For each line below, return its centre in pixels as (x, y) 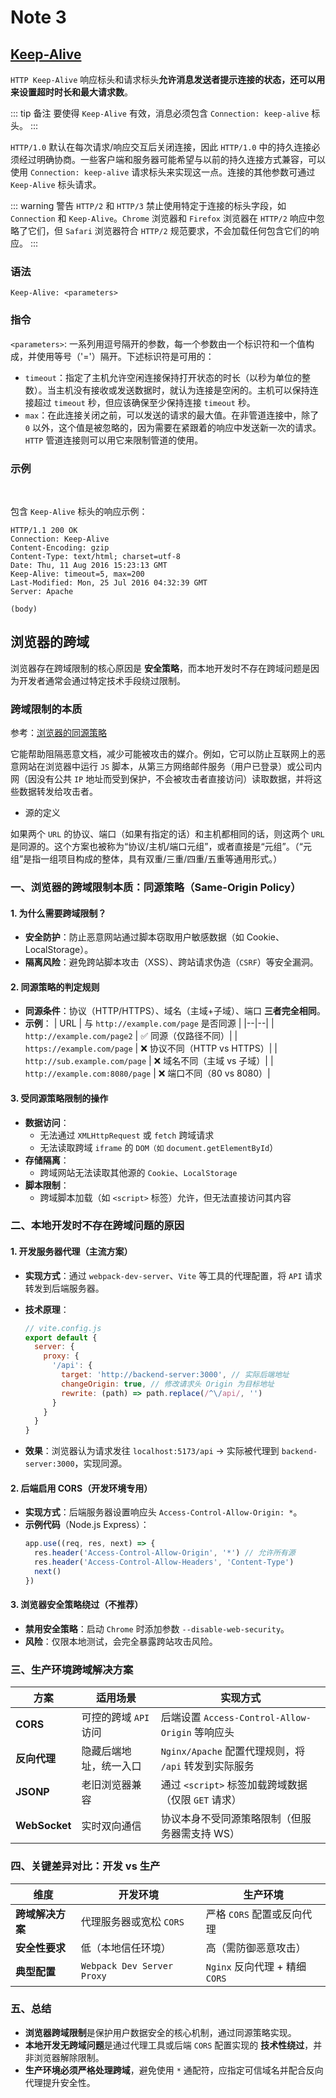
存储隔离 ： (47, 1160)
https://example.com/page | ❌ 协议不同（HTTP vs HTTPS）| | (151, 1048)
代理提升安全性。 (60, 2082)
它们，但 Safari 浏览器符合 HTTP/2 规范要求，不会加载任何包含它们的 (169, 230)
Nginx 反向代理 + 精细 (256, 1966)
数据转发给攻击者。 (58, 791)
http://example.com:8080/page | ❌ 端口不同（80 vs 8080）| (147, 1073)
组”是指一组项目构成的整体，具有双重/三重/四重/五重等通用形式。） (146, 859)
